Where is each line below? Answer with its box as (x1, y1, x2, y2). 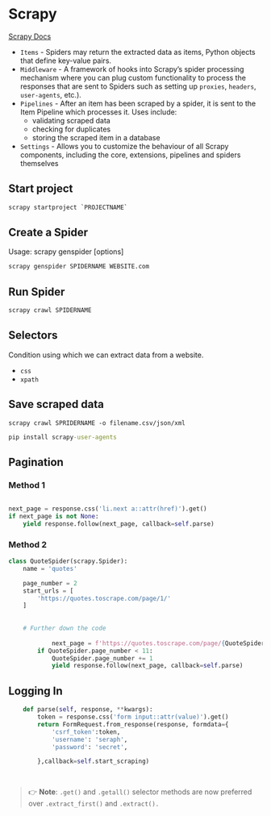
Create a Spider (8, 226, 89, 239)
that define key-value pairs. (19, 56, 111, 65)
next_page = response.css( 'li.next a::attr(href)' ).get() (8, 505, 207, 513)
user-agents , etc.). (19, 90, 82, 99)
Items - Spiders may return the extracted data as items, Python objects (19, 47, 256, 56)
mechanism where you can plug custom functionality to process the (19, 73, 246, 82)
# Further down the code (23, 624, 106, 633)
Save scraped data (8, 398, 105, 411)
